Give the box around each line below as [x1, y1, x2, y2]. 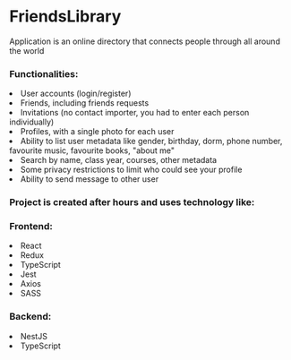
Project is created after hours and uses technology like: [9, 196, 255, 209]
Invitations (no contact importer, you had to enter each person [21, 107, 250, 118]
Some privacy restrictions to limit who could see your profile [21, 164, 243, 176]
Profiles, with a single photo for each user [21, 126, 175, 137]
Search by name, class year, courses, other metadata [21, 155, 218, 166]
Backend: [9, 311, 52, 323]
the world [9, 45, 45, 56]
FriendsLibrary [9, 6, 122, 27]
